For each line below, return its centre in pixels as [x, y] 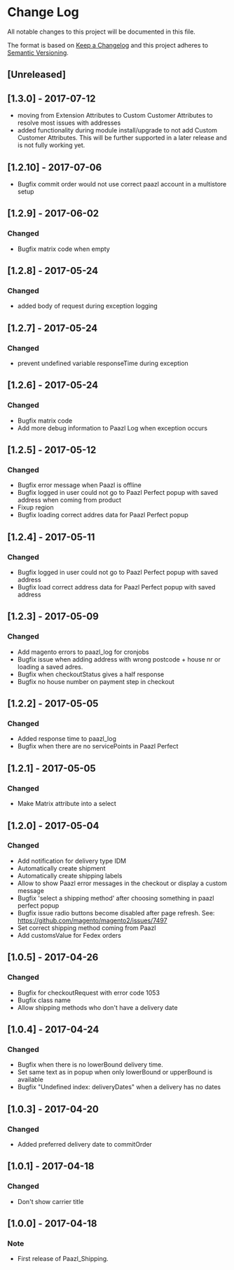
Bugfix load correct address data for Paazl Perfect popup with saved [116, 587]
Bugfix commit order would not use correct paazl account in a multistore [122, 184]
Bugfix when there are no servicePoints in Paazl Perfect [98, 746]
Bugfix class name [44, 1000]
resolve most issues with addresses [69, 123]
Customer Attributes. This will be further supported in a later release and [122, 138]
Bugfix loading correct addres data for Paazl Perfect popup [103, 515]
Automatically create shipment [61, 868]
